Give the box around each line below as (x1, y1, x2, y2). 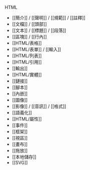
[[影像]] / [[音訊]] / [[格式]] (12, 103, 66, 109)
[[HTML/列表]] (12, 53, 42, 59)
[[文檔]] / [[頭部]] (12, 21, 47, 27)
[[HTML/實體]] (12, 72, 42, 77)
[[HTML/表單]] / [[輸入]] (12, 47, 61, 52)
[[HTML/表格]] (12, 40, 42, 46)
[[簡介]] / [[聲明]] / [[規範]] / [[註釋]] (12, 15, 86, 21)
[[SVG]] (12, 159, 28, 165)
